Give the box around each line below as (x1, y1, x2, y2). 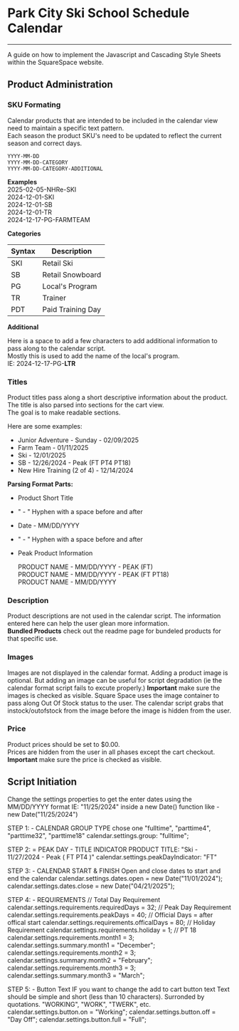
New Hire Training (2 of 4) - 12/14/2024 (17, 466, 134, 474)
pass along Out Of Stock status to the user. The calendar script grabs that (7, 698, 224, 707)
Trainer (42, 293, 66, 303)
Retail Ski (42, 258, 73, 268)
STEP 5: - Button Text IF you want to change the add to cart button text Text (7, 985, 230, 993)
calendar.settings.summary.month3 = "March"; (7, 970, 145, 980)
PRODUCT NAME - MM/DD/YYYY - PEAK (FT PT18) (17, 570, 169, 578)
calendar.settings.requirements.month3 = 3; (7, 963, 137, 972)
